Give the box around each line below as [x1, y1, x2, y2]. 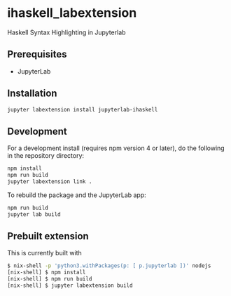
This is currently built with [7, 249, 82, 257]
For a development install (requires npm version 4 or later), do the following [7, 144, 225, 152]
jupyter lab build [7, 210, 61, 218]
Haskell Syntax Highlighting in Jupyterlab [7, 28, 126, 36]
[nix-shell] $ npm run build [7, 276, 92, 283]
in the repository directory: [7, 152, 85, 160]
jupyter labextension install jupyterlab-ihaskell [7, 106, 158, 113]
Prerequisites [7, 48, 67, 60]
